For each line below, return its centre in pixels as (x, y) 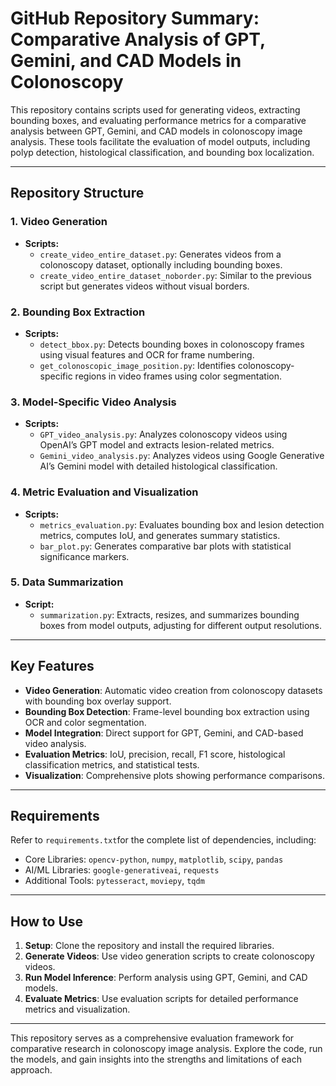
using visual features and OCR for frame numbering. (147, 354)
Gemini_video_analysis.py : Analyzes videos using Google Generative (182, 456)
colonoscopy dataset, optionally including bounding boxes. (161, 264)
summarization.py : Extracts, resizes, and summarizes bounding (169, 614)
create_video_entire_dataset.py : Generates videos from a (160, 254)
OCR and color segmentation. (85, 722)
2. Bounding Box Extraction (78, 312)
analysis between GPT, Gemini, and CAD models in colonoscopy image (156, 131)
